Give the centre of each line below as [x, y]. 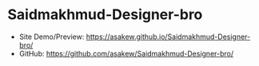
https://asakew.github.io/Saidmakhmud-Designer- [168, 37]
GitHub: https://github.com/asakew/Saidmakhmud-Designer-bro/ [126, 53]
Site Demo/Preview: [52, 37]
